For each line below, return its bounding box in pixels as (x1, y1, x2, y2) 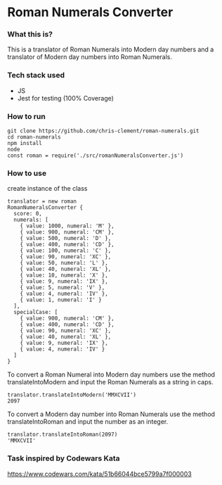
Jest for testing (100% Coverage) (17, 94, 115, 102)
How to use (7, 168, 47, 178)
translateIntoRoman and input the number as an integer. (7, 417, 169, 426)
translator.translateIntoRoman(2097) (7, 431, 118, 439)
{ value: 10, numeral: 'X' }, (20, 272, 109, 279)
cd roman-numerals (7, 134, 61, 141)
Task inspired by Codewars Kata (7, 453, 121, 463)
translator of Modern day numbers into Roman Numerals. (7, 53, 173, 61)
